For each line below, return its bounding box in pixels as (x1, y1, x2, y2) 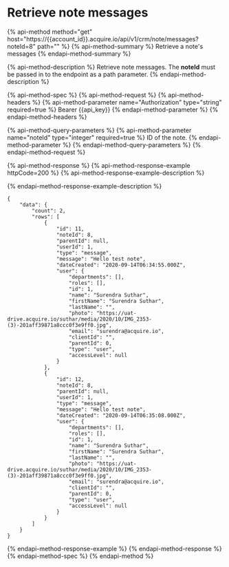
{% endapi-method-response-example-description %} (7, 182, 162, 190)
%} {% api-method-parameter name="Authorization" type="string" (32, 98, 222, 106)
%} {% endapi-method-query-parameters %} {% (62, 140, 201, 149)
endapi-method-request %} (7, 148, 86, 156)
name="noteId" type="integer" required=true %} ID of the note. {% (7, 133, 197, 142)
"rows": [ (32, 213, 60, 220)
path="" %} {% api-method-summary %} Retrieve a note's (36, 42, 204, 50)
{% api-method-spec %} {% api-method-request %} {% (7, 91, 167, 99)
